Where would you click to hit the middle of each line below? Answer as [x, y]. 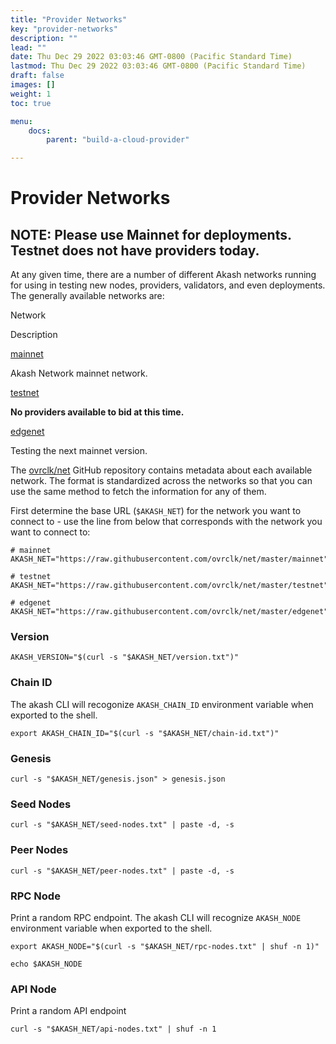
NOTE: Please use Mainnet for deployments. [151, 234]
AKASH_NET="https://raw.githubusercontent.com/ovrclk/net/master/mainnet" [169, 559]
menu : [21, 121]
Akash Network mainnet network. [79, 373]
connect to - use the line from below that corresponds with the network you [166, 522]
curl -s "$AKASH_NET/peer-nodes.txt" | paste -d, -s [122, 871]
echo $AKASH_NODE [46, 964]
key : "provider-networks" [64, 29]
